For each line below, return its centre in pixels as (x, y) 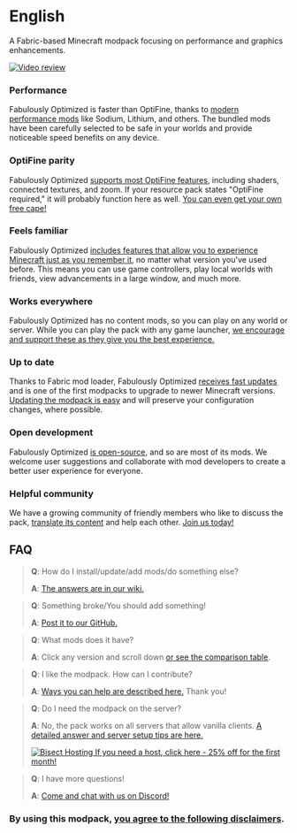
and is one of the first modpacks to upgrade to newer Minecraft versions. (142, 391)
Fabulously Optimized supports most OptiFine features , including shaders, (145, 180)
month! (44, 761)
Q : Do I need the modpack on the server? (106, 708)
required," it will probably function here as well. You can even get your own (146, 199)
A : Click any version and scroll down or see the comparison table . (151, 657)
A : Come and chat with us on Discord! (100, 795)
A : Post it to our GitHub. (74, 623)
